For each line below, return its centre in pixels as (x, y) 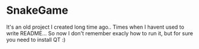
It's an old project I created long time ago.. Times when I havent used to (95, 27)
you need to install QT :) (36, 39)
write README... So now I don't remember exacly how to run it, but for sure (100, 33)
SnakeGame (37, 10)
